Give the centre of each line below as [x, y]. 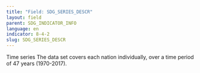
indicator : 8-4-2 [28, 34]
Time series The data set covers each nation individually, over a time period [100, 57]
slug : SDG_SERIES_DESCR [36, 40]
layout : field [24, 17]
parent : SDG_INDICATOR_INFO [42, 23]
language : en [23, 29]
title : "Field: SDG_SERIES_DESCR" [50, 12]
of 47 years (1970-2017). [37, 63]
